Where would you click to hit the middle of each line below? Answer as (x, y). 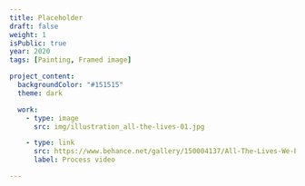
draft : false (34, 26)
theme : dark (40, 93)
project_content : (42, 77)
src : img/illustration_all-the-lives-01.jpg (119, 127)
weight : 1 (28, 34)
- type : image (52, 118)
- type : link (50, 143)
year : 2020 (30, 52)
